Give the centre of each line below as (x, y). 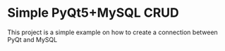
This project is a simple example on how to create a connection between (113, 32)
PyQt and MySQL (32, 39)
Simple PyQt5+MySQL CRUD (93, 13)
